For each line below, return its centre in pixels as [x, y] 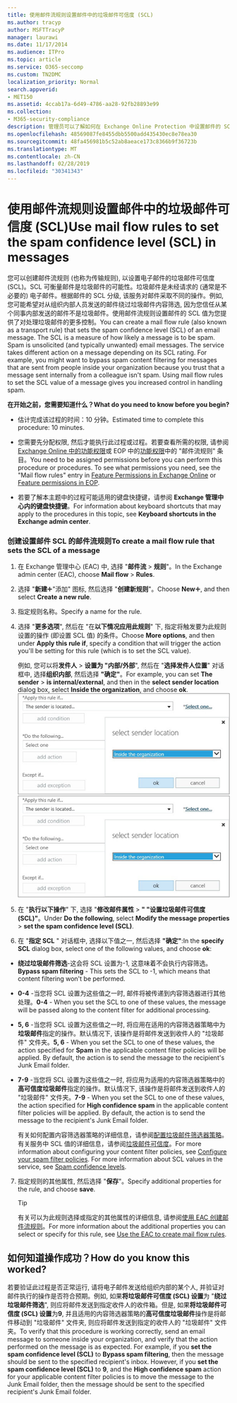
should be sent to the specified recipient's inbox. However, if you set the [113, 1362]
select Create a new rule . [54, 597]
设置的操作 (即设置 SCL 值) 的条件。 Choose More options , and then [116, 635]
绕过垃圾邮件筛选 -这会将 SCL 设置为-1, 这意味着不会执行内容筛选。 [115, 963]
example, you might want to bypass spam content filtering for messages [112, 359]
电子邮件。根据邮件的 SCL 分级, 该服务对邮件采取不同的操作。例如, [127, 295]
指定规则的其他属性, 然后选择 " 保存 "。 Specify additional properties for [120, 1181]
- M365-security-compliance [49, 119]
